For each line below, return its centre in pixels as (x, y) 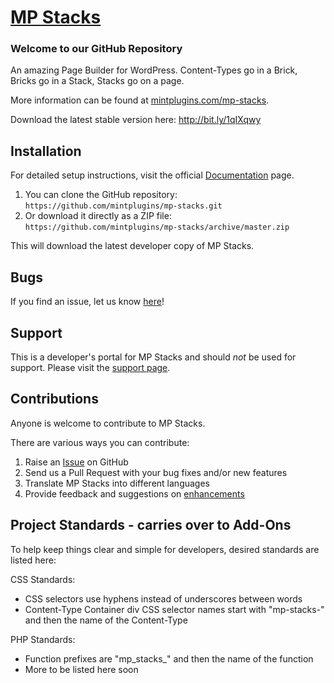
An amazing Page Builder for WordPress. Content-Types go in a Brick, (154, 70)
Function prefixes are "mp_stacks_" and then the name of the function (169, 658)
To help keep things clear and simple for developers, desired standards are (165, 549)
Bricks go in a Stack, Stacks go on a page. (97, 81)
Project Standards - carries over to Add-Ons (151, 525)
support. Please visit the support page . (90, 367)
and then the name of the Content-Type (106, 620)
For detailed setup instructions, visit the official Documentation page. (152, 175)
